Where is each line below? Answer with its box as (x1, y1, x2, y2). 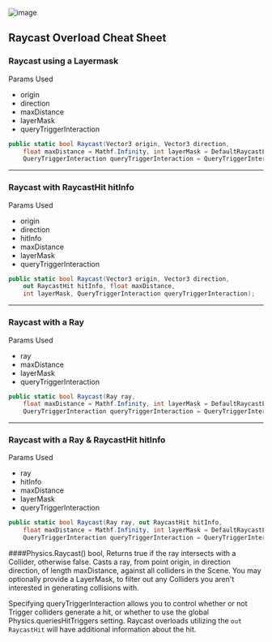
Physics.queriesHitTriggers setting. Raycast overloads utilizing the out (8, 616, 242, 626)
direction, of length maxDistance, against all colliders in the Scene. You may (8, 566, 261, 575)
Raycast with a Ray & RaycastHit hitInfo (8, 434, 166, 446)
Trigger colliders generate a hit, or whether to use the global (8, 607, 209, 617)
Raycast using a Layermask (8, 55, 119, 67)
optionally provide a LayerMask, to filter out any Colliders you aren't (8, 575, 235, 584)
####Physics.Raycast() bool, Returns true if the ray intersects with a (8, 549, 236, 558)
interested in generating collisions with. (8, 583, 139, 592)
